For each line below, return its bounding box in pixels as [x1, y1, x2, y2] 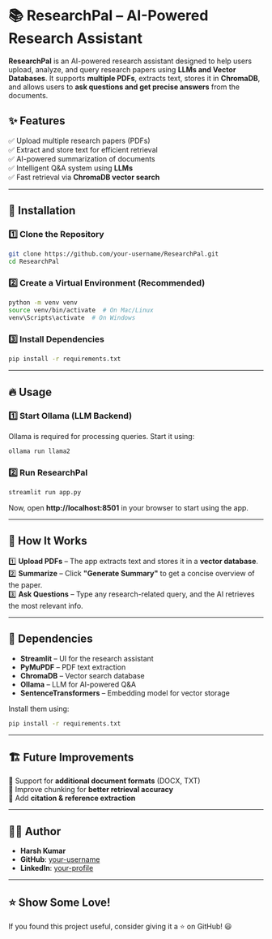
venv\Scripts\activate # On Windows [8, 314, 136, 322]
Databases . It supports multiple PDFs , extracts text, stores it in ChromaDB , [8, 73, 261, 83]
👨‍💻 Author [8, 825, 62, 838]
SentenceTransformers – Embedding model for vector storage [19, 687, 231, 698]
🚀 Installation [8, 204, 76, 218]
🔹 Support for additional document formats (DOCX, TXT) [8, 776, 201, 786]
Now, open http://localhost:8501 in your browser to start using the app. [8, 503, 249, 513]
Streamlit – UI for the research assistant [19, 653, 154, 663]
